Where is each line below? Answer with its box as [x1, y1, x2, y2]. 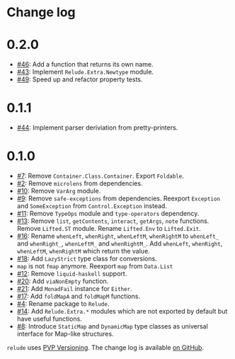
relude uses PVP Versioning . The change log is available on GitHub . [6, 343, 205, 351]
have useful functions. [16, 314, 82, 323]
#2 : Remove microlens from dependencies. [16, 179, 143, 188]
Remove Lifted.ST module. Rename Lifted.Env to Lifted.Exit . [16, 224, 201, 232]
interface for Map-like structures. [16, 330, 114, 338]
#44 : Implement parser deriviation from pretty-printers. [16, 123, 178, 132]
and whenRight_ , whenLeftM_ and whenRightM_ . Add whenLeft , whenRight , [16, 239, 223, 248]
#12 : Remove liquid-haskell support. [16, 270, 127, 278]
